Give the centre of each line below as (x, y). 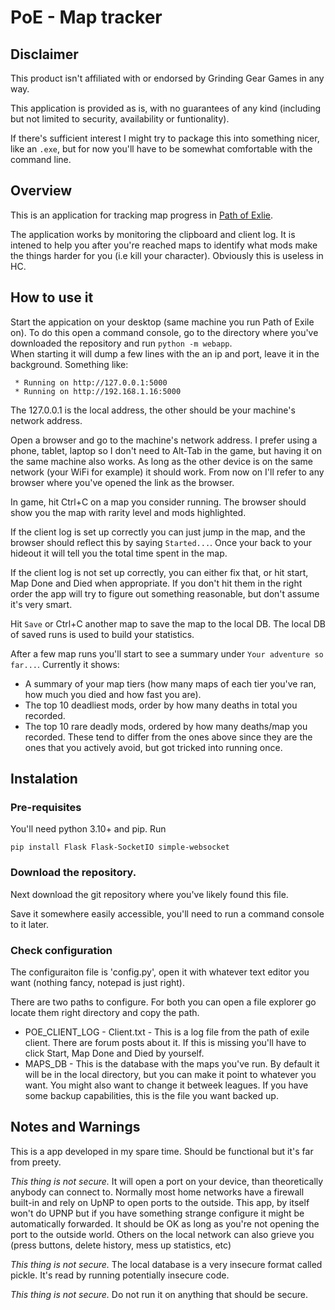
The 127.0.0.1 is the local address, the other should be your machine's (153, 410)
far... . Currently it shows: (65, 664)
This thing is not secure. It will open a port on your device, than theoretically (167, 1181)
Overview (41, 191)
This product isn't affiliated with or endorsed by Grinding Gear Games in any (167, 78)
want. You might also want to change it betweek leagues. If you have (166, 1085)
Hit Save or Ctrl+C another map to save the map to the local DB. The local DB (168, 623)
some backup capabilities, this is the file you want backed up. (151, 1095)
